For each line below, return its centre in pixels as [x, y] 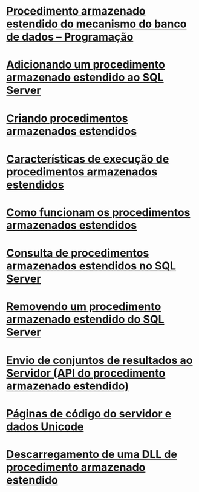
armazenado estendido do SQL [85, 319]
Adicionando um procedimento [86, 65]
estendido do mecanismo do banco [96, 24]
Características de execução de [88, 159]
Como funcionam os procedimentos [98, 212]
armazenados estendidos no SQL [91, 266]
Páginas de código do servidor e [89, 413]
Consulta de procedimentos [78, 253]
